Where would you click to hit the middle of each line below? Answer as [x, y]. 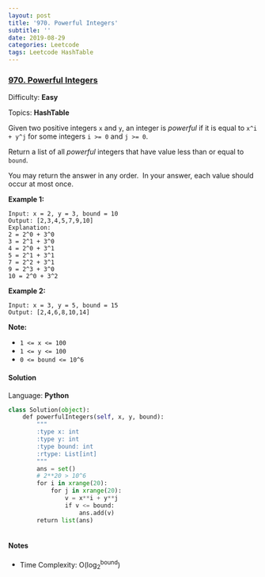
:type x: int [58, 432]
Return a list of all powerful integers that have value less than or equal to [126, 152]
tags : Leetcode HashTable [51, 52]
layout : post [30, 15]
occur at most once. [41, 184]
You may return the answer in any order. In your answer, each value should [131, 176]
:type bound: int [65, 446]
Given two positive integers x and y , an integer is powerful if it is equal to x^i [133, 128]
